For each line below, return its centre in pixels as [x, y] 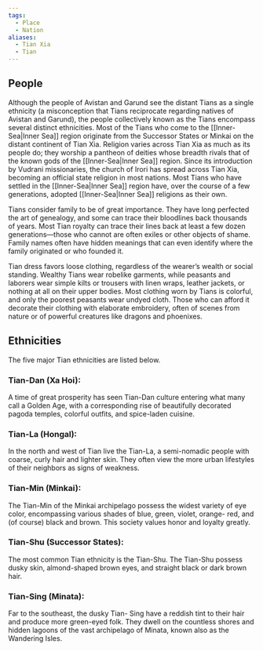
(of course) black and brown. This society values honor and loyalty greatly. [129, 522]
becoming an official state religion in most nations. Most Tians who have [125, 177]
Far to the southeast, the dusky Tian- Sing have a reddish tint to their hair [126, 613]
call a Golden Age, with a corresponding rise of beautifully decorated [120, 406]
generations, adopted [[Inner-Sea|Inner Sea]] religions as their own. [118, 194]
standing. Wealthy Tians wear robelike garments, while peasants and [119, 275]
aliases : [22, 37]
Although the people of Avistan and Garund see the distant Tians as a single [131, 102]
